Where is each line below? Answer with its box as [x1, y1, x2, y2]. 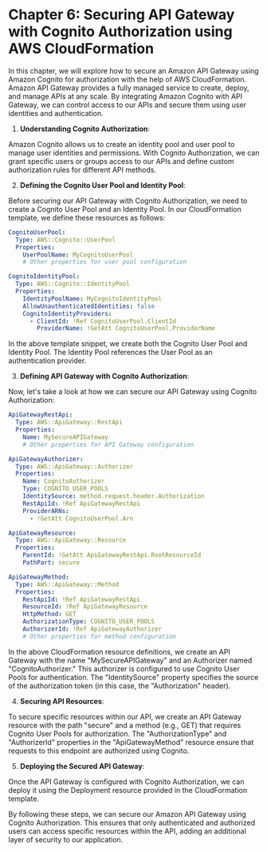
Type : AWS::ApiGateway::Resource [15, 536, 127, 544]
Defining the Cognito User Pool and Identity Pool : [19, 180, 186, 189]
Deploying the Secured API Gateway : [19, 761, 145, 770]
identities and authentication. [8, 108, 104, 117]
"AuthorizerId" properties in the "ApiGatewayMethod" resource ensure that [8, 737, 254, 746]
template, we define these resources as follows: [8, 213, 166, 222]
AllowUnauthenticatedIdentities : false [22, 302, 155, 310]
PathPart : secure [22, 559, 80, 567]
